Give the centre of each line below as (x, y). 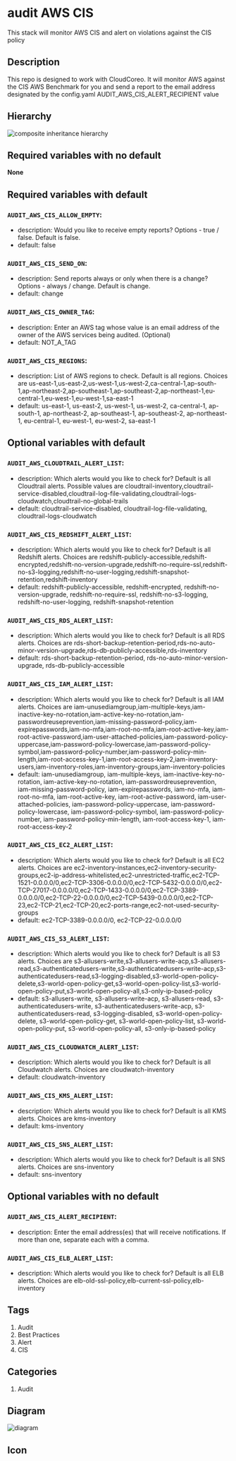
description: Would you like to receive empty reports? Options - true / (118, 230)
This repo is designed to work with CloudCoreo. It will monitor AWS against (116, 79)
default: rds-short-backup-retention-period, (81, 658)
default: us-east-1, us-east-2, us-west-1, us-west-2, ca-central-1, (112, 405)
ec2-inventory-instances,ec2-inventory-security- (145, 867)
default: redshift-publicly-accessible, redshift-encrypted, (100, 587)
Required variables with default (77, 194)
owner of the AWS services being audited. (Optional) (94, 335)
